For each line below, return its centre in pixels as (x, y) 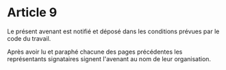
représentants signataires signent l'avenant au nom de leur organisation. (109, 58)
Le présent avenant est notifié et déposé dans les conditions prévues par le (113, 31)
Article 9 (32, 13)
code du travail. (29, 38)
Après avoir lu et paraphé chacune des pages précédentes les (95, 52)
